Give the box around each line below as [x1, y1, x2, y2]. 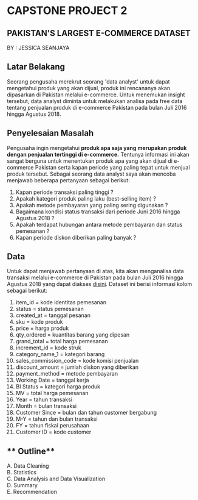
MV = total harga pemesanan [15, 390, 89, 397]
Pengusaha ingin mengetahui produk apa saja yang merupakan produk [7, 144, 187, 151]
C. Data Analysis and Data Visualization [7, 475, 106, 482]
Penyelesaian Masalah [7, 128, 94, 138]
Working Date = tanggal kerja [15, 376, 89, 384]
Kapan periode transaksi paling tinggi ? [15, 188, 114, 196]
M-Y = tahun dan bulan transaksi [15, 415, 98, 423]
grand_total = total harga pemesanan [15, 338, 108, 345]
